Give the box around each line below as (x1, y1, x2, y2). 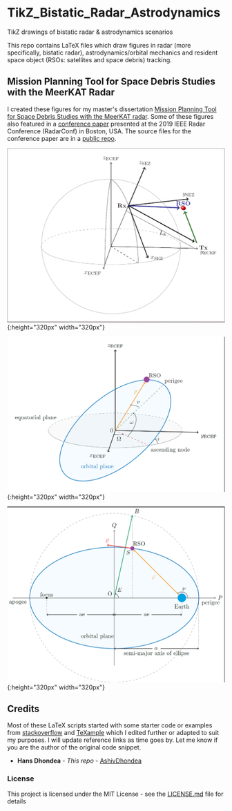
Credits (7, 703, 40, 715)
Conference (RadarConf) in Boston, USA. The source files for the (7, 126, 192, 135)
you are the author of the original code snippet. (7, 743, 142, 752)
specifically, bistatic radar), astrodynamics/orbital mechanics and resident (7, 48, 218, 57)
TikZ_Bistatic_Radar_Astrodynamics (7, 5, 221, 21)
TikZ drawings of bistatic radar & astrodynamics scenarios (7, 28, 173, 36)
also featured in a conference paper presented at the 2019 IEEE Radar (7, 120, 206, 128)
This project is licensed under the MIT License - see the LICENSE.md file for (7, 790, 224, 798)
